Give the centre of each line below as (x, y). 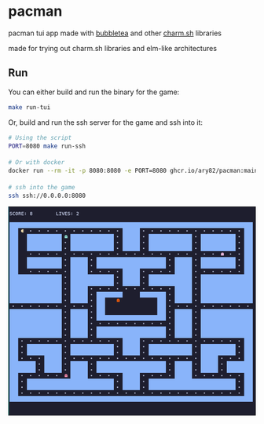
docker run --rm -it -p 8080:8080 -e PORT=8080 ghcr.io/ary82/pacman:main (133, 171)
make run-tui (29, 107)
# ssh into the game (42, 187)
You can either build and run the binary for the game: (94, 92)
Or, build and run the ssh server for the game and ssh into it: (105, 122)
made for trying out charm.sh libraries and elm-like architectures (113, 48)
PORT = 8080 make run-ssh (47, 146)
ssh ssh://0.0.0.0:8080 (47, 196)
